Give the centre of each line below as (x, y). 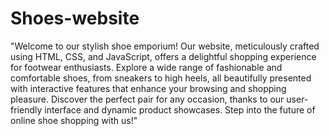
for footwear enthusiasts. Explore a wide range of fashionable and (146, 67)
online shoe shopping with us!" (74, 120)
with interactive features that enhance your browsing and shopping (148, 88)
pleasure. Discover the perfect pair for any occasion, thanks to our (147, 99)
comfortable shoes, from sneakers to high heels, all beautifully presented (161, 78)
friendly (26, 109)
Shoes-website (75, 18)
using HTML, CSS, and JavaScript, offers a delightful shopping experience (163, 56)
